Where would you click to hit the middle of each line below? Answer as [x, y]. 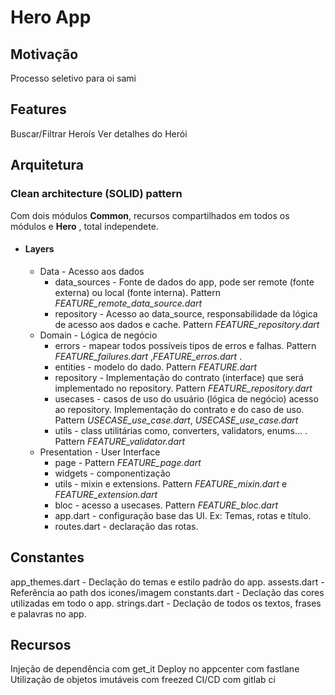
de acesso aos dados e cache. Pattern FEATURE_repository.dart [187, 324]
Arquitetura [47, 165]
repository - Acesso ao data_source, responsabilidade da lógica [186, 313]
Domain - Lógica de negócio [98, 335]
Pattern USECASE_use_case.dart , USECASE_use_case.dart [176, 420]
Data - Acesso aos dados [92, 271]
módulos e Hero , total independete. [84, 226]
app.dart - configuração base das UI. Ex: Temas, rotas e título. [183, 515]
